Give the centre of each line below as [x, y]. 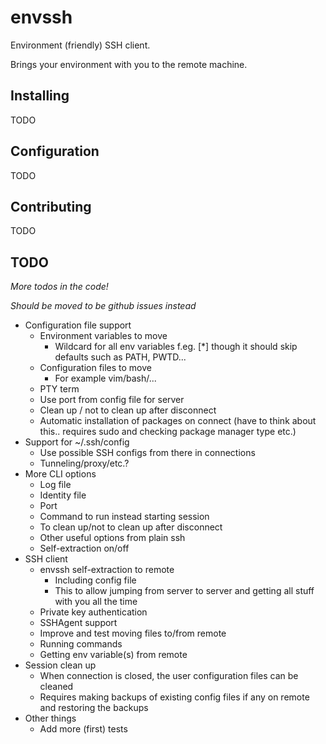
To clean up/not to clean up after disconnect [131, 527]
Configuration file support [78, 325]
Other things [50, 718]
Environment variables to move [103, 336]
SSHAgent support [78, 623]
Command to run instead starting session [124, 517]
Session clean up [60, 665]
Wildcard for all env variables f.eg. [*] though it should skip [176, 347]
